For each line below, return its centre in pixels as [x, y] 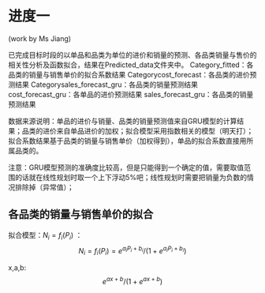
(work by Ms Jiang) [40, 38]
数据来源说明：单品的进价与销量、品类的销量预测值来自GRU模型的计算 [123, 121]
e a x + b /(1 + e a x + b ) [132, 281]
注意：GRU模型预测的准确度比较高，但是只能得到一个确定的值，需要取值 [126, 167]
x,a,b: [17, 268]
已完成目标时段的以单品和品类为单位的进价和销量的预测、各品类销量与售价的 [132, 54]
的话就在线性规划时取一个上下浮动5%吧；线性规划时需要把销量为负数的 [131, 177]
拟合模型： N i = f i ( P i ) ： [45, 236]
